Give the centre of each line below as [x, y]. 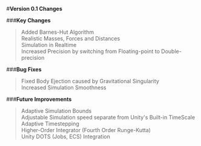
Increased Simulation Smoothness [64, 87]
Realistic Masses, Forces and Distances [71, 38]
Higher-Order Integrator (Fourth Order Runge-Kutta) [86, 130]
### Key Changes [28, 20]
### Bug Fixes [24, 69]
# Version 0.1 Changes [34, 9]
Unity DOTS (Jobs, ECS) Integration [65, 136]
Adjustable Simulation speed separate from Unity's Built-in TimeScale [108, 117]
